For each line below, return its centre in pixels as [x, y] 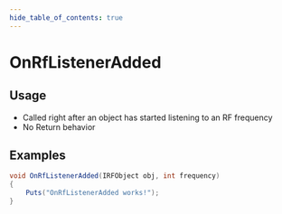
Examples [38, 156]
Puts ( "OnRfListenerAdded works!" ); [93, 193]
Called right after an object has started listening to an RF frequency [147, 117]
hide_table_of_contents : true [66, 18]
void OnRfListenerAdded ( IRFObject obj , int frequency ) [115, 176]
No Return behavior [59, 126]
